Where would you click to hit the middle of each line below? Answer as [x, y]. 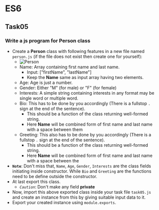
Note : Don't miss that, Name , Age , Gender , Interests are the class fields [81, 166]
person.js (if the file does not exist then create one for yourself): [77, 56]
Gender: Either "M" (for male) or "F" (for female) [68, 88]
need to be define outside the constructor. [55, 176]
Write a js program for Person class [48, 41]
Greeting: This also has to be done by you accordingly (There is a [85, 134]
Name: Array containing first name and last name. [69, 67]
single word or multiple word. [49, 98]
